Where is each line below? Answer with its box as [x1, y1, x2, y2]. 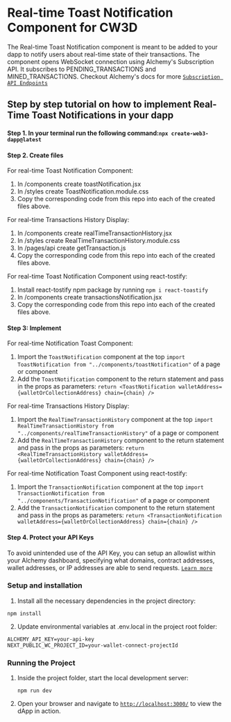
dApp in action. [17, 707, 61, 715]
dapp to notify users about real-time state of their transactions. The [7, 50, 200, 58]
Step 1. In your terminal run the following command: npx [7, 129, 169, 137]
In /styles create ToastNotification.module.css [17, 187, 149, 196]
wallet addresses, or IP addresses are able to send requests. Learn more [7, 563, 213, 572]
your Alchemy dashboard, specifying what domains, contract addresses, [7, 556, 215, 565]
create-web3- [171, 130, 209, 137]
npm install [7, 610, 42, 617]
